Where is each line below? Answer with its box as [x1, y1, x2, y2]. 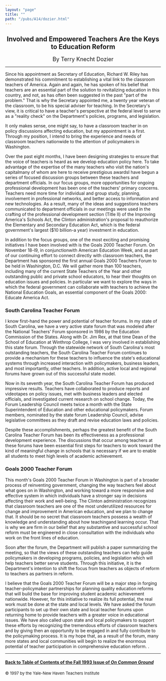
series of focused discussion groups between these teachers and [5, 174, 139, 181]
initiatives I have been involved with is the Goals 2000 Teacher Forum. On [5, 242, 155, 248]
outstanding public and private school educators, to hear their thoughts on [5, 273, 157, 280]
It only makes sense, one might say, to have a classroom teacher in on [5, 123, 148, 129]
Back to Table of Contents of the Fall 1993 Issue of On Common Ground [5, 659, 154, 665]
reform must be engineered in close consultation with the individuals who [5, 529, 155, 535]
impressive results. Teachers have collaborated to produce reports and [5, 386, 150, 392]
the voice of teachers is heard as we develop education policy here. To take [5, 159, 160, 165]
